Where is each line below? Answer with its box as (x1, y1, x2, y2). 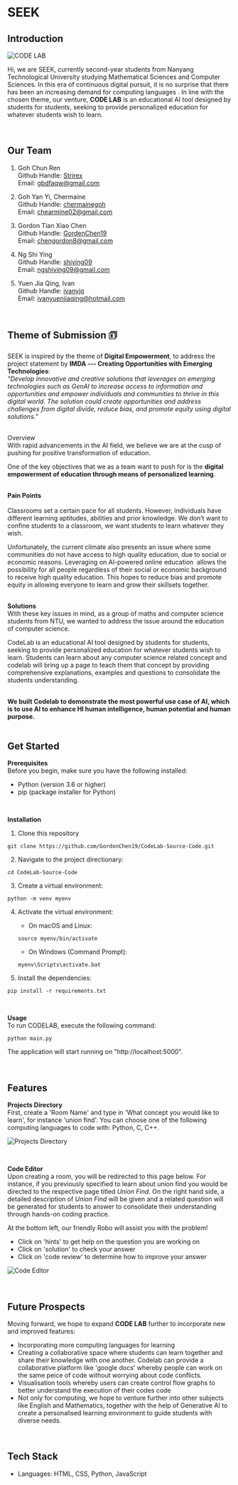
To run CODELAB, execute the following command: (7, 1021, 156, 1030)
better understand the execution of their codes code (17, 1386, 172, 1395)
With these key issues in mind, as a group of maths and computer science (7, 609, 224, 618)
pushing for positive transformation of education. (7, 448, 151, 457)
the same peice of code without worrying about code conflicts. (17, 1371, 202, 1380)
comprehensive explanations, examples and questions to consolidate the (7, 668, 221, 677)
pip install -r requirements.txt (7, 988, 107, 995)
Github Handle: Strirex (17, 171, 83, 180)
